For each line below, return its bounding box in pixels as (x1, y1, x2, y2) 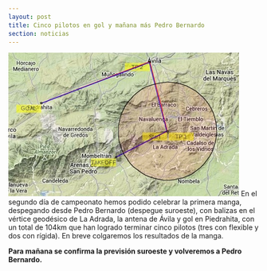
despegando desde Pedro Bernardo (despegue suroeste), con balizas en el (8, 206, 255, 215)
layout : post (8, 13, 52, 21)
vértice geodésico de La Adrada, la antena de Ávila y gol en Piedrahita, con (8, 215, 255, 224)
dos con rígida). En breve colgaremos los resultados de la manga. (8, 231, 224, 241)
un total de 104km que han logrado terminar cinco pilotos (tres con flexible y (8, 223, 259, 232)
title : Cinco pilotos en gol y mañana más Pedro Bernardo (8, 21, 205, 29)
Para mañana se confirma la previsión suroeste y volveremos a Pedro (8, 246, 242, 256)
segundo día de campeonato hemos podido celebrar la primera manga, (8, 197, 242, 207)
